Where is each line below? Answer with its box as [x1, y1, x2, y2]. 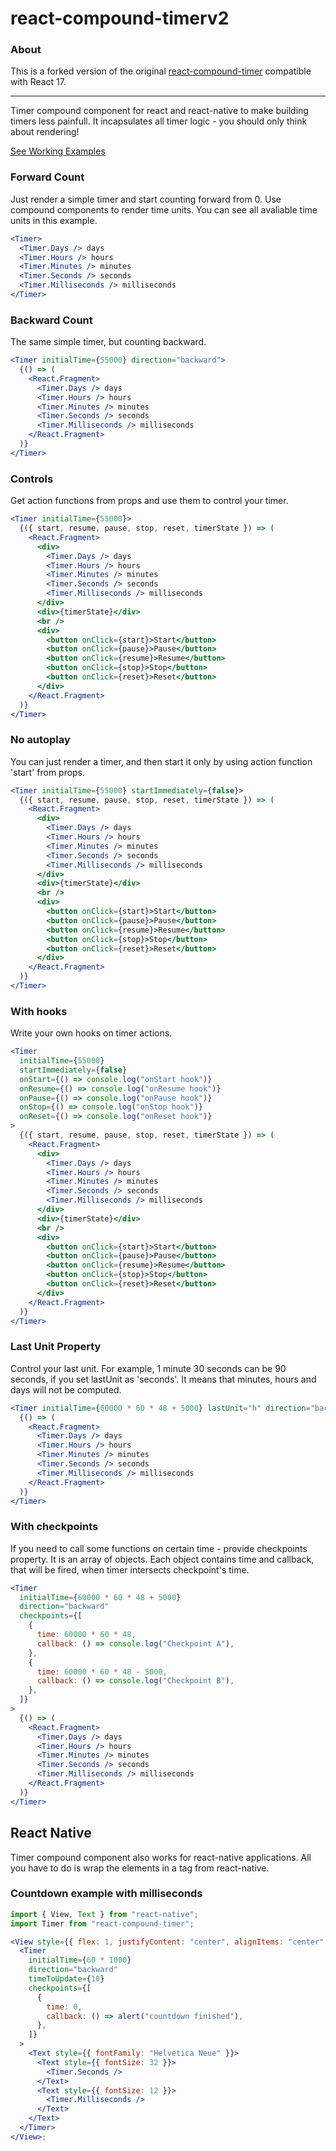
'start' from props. [10, 766, 86, 778]
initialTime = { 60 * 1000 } [28, 1955, 132, 1966]
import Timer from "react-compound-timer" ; [10, 1918, 195, 1929]
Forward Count [10, 170, 85, 184]
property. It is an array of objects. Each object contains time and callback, [10, 1553, 315, 1565]
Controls [10, 472, 54, 486]
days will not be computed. [10, 1383, 122, 1396]
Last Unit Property [10, 1340, 102, 1354]
